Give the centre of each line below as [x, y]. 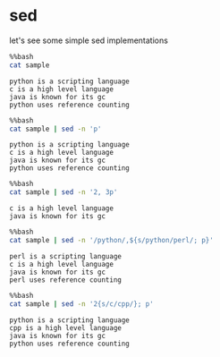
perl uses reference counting [66, 280]
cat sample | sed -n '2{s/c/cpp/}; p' [81, 304]
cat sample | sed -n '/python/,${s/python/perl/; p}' [112, 241]
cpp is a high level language [66, 327]
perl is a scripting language [66, 256]
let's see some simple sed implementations [89, 40]
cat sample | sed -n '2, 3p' [63, 192]
